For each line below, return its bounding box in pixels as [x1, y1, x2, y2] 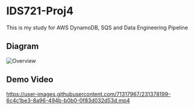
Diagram [6, 41, 39, 51]
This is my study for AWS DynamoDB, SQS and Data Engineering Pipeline [6, 24, 189, 31]
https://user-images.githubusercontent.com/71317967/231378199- [6, 90, 171, 97]
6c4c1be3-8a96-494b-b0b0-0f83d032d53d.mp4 [6, 97, 131, 104]
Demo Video [6, 75, 54, 85]
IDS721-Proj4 [6, 4, 74, 18]
